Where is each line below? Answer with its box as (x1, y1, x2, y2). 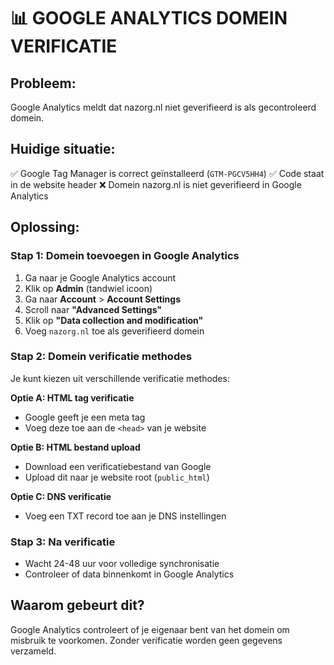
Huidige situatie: (10, 141, 116, 158)
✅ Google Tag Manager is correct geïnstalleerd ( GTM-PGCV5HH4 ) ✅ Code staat (10, 167, 325, 179)
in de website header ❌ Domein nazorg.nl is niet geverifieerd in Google (10, 178, 302, 190)
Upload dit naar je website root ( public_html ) (24, 471, 210, 483)
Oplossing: (10, 219, 80, 236)
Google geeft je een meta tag (24, 411, 146, 423)
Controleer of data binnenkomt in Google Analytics (24, 568, 235, 580)
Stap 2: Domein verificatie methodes (10, 350, 193, 364)
